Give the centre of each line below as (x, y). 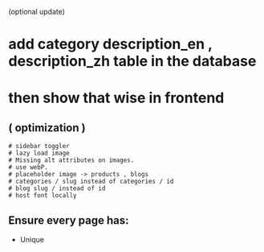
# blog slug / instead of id (57, 188)
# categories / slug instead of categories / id (91, 182)
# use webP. (28, 167)
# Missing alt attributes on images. (71, 160)
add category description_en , (110, 44)
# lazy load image (39, 153)
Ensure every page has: (69, 220)
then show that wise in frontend (116, 98)
